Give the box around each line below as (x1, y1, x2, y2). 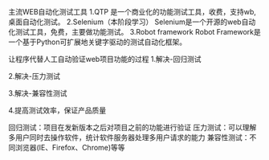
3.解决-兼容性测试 (8, 88, 67, 98)
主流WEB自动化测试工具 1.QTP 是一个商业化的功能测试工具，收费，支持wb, (8, 7, 257, 16)
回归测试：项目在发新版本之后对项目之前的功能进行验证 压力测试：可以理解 (8, 123, 257, 132)
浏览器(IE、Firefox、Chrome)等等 (14, 143, 126, 152)
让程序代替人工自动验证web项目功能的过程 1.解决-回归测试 (8, 55, 202, 64)
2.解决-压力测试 (8, 72, 61, 80)
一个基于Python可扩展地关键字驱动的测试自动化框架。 (8, 37, 187, 47)
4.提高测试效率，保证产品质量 (8, 105, 107, 115)
